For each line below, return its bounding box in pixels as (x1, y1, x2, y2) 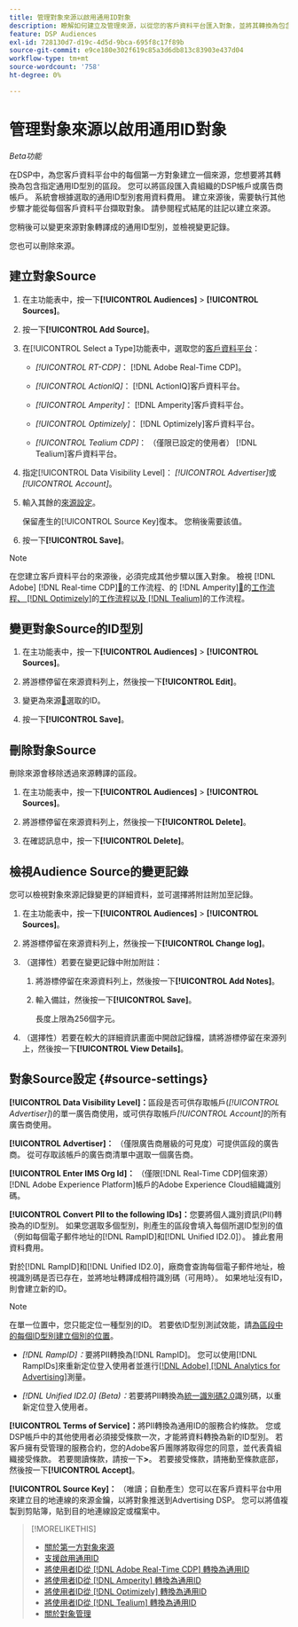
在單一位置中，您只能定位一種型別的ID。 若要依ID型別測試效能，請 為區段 (9, 1319, 276, 1330)
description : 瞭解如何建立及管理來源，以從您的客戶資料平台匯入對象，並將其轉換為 (9, 21, 279, 30)
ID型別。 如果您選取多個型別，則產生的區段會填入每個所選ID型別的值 (32, 1220, 284, 1230)
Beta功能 (9, 150, 43, 161)
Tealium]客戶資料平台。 (35, 448, 122, 459)
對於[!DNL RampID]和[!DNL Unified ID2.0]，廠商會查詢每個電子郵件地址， (9, 1261, 278, 1271)
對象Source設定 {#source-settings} (9, 1072, 208, 1087)
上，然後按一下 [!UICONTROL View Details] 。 (21, 1043, 189, 1054)
